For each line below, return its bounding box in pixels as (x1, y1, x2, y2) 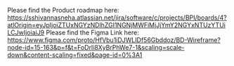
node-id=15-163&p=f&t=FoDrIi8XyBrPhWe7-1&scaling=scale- (7, 44, 185, 51)
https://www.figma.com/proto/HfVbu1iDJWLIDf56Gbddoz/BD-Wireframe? (7, 36, 221, 44)
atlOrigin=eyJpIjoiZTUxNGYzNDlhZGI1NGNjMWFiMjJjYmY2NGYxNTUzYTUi (7, 21, 226, 29)
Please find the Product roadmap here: (7, 6, 119, 14)
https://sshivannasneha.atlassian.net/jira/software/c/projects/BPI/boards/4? (7, 13, 227, 22)
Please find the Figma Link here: (46, 28, 139, 37)
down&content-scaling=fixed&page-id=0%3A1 (7, 51, 143, 59)
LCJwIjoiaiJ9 (7, 28, 45, 37)
